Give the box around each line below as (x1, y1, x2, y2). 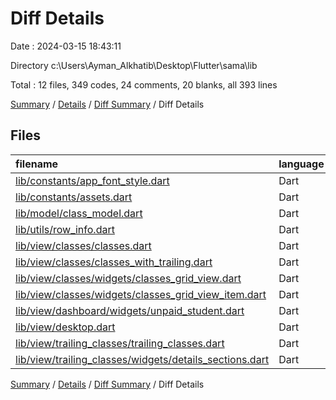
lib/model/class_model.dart (15, 206, 143, 220)
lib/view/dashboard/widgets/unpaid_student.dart (15, 303, 245, 317)
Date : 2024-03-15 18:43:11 (10, 40, 122, 52)
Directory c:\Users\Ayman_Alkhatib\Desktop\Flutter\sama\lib (10, 59, 258, 71)
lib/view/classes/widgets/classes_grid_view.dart (15, 271, 242, 285)
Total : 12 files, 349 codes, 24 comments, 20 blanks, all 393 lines (10, 78, 278, 91)
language (278, 157, 325, 171)
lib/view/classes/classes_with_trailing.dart (15, 255, 213, 269)
